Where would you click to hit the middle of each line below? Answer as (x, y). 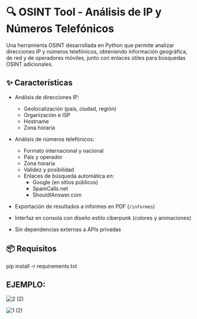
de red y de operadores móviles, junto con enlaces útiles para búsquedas (96, 58)
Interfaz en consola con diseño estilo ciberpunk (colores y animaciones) (103, 217)
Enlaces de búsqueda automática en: (69, 176)
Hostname (36, 121)
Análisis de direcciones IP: (47, 97)
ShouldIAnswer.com (57, 195)
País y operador (43, 157)
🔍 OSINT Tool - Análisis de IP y (84, 12)
